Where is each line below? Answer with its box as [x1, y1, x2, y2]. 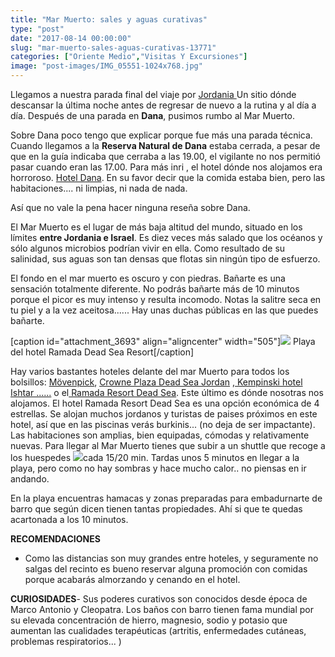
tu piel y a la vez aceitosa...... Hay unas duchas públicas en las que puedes [10, 304, 319, 316]
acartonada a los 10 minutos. [10, 514, 129, 525]
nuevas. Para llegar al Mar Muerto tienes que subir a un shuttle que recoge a [10, 440, 326, 451]
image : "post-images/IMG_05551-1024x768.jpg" [10, 61, 203, 71]
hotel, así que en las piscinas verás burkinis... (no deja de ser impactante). [10, 419, 316, 430]
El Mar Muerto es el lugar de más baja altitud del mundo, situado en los [10, 221, 303, 233]
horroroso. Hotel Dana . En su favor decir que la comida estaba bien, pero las [10, 172, 326, 183]
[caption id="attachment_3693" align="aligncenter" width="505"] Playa [10, 336, 316, 347]
